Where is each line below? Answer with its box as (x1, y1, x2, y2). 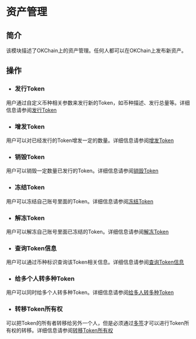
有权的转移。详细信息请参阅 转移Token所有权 (6, 327, 114, 334)
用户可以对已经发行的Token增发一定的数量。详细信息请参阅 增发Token (6, 137, 174, 144)
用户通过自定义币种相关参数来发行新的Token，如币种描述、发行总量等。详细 (6, 99, 190, 106)
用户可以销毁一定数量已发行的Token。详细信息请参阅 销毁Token (6, 167, 159, 174)
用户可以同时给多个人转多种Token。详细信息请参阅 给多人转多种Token (6, 289, 174, 296)
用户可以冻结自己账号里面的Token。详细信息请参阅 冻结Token (6, 198, 154, 205)
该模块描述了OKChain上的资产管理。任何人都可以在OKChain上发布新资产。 (6, 47, 187, 54)
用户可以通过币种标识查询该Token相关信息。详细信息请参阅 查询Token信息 (6, 258, 184, 266)
